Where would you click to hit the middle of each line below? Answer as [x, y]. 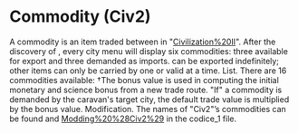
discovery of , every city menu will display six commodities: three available [149, 51]
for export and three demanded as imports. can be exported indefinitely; [144, 61]
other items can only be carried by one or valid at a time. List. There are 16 [148, 71]
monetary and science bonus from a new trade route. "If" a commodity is [146, 90]
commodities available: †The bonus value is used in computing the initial [144, 80]
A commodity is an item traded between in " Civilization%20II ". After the [143, 42]
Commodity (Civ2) [80, 17]
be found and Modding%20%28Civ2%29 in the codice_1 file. [123, 119]
